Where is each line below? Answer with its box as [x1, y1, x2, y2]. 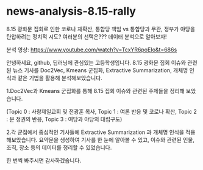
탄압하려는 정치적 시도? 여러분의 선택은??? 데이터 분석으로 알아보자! [6, 32, 167, 40]
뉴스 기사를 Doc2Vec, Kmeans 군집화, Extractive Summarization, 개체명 [12, 66, 188, 74]
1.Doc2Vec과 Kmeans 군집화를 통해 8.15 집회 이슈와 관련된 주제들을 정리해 [6, 87, 185, 94]
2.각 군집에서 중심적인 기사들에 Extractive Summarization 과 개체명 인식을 [6, 128, 185, 136]
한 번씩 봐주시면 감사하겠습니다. [6, 157, 82, 164]
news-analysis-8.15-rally [6, 4, 136, 18]
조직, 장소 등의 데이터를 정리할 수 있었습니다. [6, 144, 112, 151]
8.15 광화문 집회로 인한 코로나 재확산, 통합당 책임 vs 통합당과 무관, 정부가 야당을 [6, 25, 196, 32]
